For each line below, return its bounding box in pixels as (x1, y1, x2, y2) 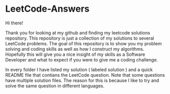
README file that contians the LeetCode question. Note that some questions (5, 72, 165, 78)
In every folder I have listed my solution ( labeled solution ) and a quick (5, 67, 153, 73)
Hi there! (5, 20, 23, 26)
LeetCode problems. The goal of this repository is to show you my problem (5, 40, 162, 46)
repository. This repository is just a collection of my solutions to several (5, 35, 154, 41)
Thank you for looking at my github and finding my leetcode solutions (5, 29, 151, 36)
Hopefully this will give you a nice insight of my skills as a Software (5, 51, 146, 57)
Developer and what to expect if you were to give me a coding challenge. (5, 56, 158, 62)
